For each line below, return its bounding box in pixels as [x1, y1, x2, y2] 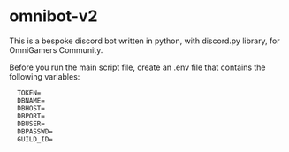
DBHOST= [17, 103, 46, 112]
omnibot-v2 [9, 6, 98, 27]
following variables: [9, 71, 80, 81]
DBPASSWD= [17, 126, 53, 136]
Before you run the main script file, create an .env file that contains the [9, 62, 267, 72]
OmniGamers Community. [9, 44, 103, 55]
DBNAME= [17, 95, 46, 105]
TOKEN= [17, 88, 42, 97]
